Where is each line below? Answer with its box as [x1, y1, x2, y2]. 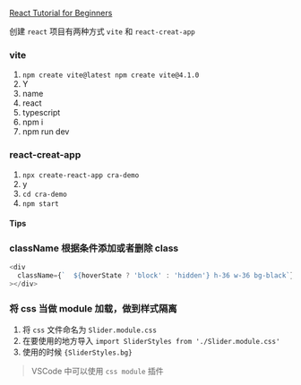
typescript [21, 107, 61, 118]
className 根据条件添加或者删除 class [9, 242, 179, 254]
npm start [21, 199, 60, 209]
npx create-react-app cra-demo [21, 170, 140, 180]
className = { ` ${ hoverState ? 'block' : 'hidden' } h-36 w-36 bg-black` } [17, 271, 295, 280]
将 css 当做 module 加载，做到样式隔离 [9, 303, 177, 315]
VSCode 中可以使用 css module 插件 [30, 366, 164, 377]
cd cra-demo [21, 190, 67, 199]
